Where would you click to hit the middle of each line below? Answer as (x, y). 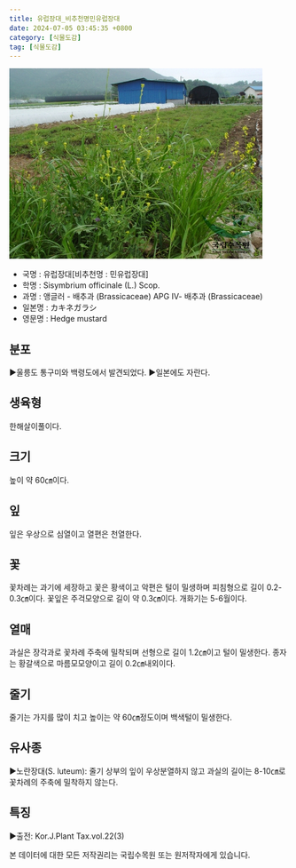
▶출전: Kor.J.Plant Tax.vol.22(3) (67, 836)
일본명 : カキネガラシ (59, 307)
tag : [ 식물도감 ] (35, 47)
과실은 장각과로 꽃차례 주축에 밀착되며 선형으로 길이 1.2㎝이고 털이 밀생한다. (140, 652)
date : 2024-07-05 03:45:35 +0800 (71, 28)
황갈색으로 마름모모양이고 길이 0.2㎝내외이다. (97, 664)
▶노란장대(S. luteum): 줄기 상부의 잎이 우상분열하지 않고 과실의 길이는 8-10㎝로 (148, 771)
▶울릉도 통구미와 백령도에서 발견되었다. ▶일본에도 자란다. (110, 372)
